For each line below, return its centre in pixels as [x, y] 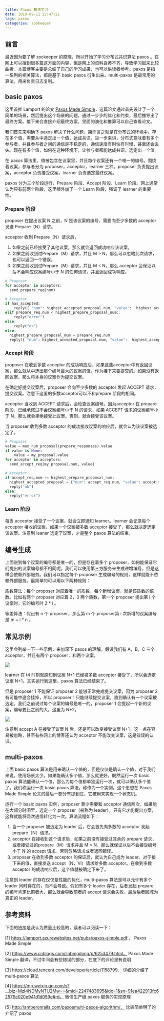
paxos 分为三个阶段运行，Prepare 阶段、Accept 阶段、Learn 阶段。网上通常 [82, 183]
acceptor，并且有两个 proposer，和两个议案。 [52, 655]
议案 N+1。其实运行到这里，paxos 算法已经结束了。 [57, 681]
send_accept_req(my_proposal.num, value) [52, 464]
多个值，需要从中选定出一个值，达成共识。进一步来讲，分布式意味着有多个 [84, 138]
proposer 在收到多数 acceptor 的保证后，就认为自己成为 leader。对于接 [84, 857]
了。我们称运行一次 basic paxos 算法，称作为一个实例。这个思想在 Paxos [79, 788]
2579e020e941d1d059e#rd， [35, 997]
